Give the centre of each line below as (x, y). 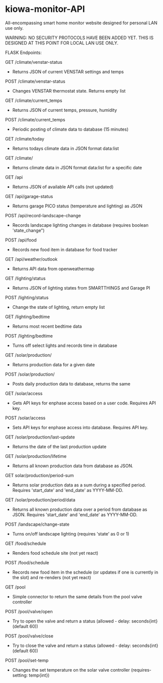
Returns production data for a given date (54, 364)
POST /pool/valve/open (29, 611)
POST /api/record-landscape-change (43, 215)
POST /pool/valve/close (29, 636)
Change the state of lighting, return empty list (59, 307)
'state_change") (28, 230)
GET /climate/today (25, 139)
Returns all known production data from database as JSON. (73, 466)
